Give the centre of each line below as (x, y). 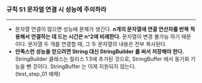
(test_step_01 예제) (38, 74)
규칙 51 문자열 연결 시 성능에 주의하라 (57, 9)
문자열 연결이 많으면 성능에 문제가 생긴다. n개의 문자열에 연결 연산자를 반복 (102, 29)
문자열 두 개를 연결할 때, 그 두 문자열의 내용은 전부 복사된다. (97, 44)
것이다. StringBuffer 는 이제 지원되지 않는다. (84, 66)
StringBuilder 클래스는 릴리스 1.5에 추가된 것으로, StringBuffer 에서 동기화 (102, 59)
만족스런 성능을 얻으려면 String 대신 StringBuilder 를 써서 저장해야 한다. (99, 51)
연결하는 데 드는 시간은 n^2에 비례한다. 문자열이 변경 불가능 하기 (106, 36)
